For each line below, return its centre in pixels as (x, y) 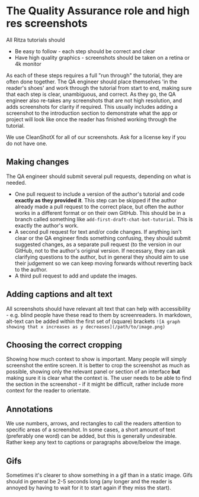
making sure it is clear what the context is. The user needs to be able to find (99, 378)
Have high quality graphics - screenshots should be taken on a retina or (102, 57)
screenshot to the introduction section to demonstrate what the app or (92, 113)
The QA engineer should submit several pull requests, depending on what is (99, 176)
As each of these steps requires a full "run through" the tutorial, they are (94, 75)
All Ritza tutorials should (36, 40)
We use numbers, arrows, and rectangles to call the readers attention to (94, 424)
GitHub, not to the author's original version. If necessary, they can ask (100, 250)
